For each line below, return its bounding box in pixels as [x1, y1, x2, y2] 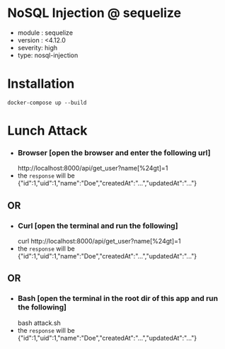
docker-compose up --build [7, 99, 87, 106]
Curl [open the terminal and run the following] [17, 221, 178, 231]
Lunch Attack [7, 122, 88, 139]
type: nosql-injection [17, 51, 79, 59]
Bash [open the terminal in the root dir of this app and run [17, 294, 218, 304]
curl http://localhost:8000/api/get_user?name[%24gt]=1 [17, 237, 181, 246]
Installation [7, 76, 75, 92]
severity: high [17, 43, 58, 52]
